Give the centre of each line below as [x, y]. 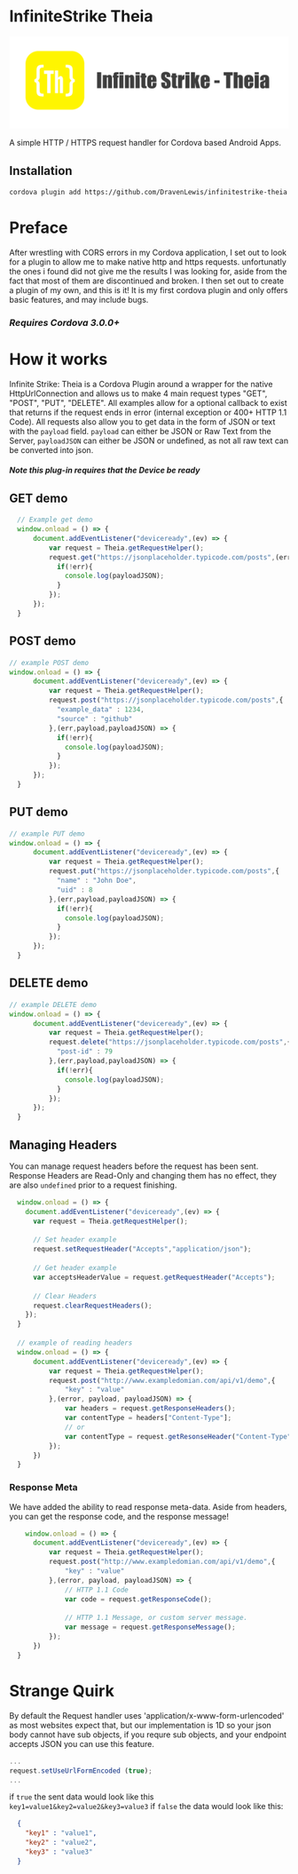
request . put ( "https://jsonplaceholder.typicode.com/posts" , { [164, 871]
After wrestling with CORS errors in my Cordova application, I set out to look [148, 252]
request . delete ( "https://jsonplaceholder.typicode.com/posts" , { [170, 1042]
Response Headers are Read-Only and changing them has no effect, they [143, 1175]
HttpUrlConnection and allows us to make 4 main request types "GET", [138, 393]
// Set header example [74, 1240]
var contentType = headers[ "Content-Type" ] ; [149, 1418]
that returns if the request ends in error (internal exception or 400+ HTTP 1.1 [148, 412]
